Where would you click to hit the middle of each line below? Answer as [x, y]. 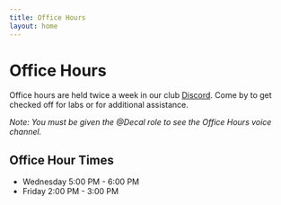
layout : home [34, 26]
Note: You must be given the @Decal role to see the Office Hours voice [140, 122]
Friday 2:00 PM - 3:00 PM [70, 192]
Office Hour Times [62, 160]
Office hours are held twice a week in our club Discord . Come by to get [140, 95]
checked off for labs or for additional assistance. [99, 105]
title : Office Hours [48, 18]
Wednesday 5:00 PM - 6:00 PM [81, 182]
